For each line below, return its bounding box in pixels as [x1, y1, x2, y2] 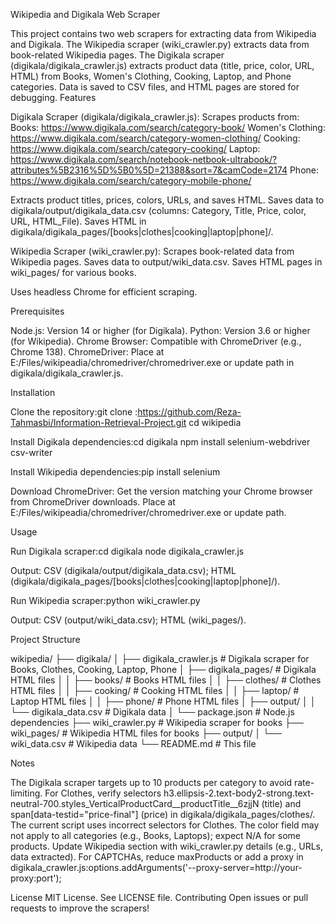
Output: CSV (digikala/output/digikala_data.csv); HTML [10, 565, 237, 576]
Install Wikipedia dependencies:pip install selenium [10, 466, 221, 478]
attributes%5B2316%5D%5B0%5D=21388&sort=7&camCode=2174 [10, 164, 288, 176]
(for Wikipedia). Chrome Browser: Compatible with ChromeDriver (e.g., [10, 335, 302, 347]
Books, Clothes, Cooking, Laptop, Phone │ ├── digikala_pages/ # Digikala [10, 664, 317, 675]
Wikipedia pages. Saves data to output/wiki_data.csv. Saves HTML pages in [10, 256, 323, 268]
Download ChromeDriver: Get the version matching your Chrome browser [10, 485, 313, 497]
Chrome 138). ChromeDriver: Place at [10, 346, 165, 358]
